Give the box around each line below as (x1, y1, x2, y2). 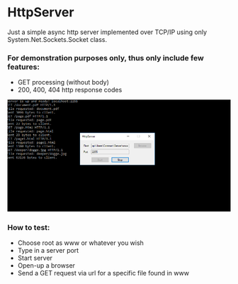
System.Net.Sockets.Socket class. (7, 35, 108, 43)
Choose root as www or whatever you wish (17, 239, 144, 247)
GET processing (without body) (17, 78, 110, 87)
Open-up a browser (17, 261, 76, 270)
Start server (17, 253, 53, 263)
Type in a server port (17, 246, 79, 255)
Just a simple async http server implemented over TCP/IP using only (7, 28, 208, 36)
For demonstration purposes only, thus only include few (7, 53, 204, 62)
